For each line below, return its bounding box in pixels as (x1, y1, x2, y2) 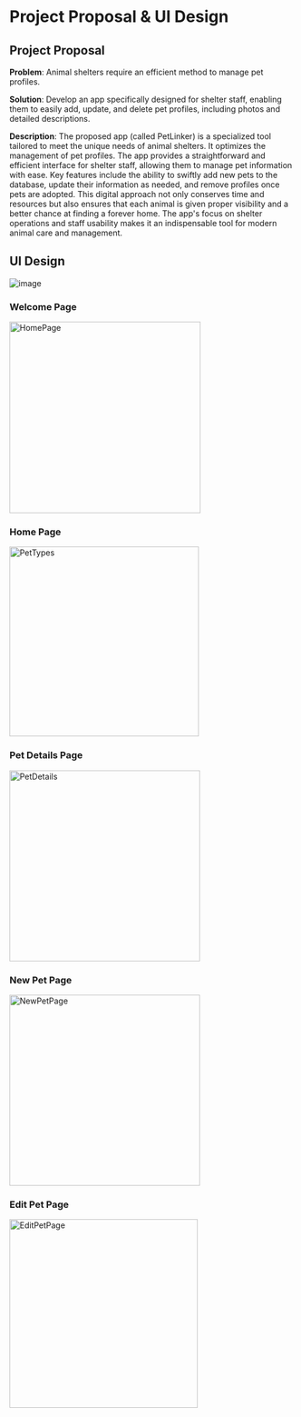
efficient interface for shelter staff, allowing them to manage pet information (9, 160, 293, 170)
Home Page (9, 525, 62, 538)
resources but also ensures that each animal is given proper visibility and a (9, 198, 288, 209)
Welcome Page (9, 300, 77, 313)
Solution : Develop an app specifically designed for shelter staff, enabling (9, 94, 283, 105)
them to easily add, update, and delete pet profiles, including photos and (9, 104, 281, 115)
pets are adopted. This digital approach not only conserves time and (9, 189, 265, 199)
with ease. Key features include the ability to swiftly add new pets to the (9, 170, 278, 180)
